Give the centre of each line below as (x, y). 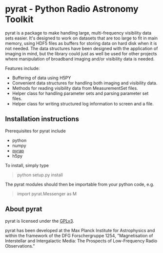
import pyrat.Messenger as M (47, 193)
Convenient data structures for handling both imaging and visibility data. (85, 83)
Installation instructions (42, 119)
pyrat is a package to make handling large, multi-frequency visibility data (78, 33)
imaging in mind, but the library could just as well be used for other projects (81, 53)
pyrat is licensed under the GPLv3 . (40, 221)
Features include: (22, 68)
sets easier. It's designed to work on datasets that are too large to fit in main (81, 38)
